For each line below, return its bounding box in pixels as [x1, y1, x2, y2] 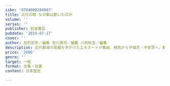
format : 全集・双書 [5, 64, 42, 69]
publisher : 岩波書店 [5, 26, 46, 31]
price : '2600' [5, 50, 35, 55]
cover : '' [5, 36, 26, 41]
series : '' [5, 21, 28, 27]
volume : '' [5, 17, 28, 22]
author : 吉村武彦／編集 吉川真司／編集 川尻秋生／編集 [5, 40, 107, 46]
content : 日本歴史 [5, 69, 41, 74]
